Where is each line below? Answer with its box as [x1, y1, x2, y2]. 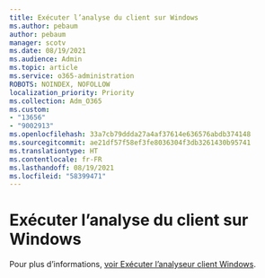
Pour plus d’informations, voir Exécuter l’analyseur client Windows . [9, 259, 256, 270]
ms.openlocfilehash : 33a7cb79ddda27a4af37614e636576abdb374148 [9, 130, 252, 139]
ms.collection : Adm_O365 [9, 96, 102, 106]
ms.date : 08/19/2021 [9, 47, 87, 56]
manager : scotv [9, 38, 66, 48]
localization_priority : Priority [9, 88, 135, 97]
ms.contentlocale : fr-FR [9, 154, 102, 164]
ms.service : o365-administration [9, 72, 135, 81]
